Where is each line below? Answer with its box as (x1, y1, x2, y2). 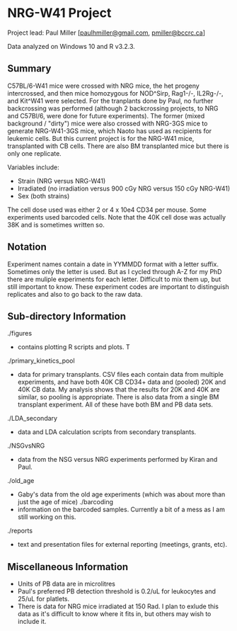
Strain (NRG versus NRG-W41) (17, 176, 106, 185)
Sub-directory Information (7, 310, 126, 322)
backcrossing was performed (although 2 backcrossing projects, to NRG (7, 104, 219, 113)
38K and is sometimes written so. (7, 220, 105, 229)
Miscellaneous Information (7, 561, 129, 573)
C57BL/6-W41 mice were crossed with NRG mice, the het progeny (7, 81, 200, 90)
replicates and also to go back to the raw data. (7, 290, 143, 298)
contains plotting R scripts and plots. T (17, 343, 130, 351)
